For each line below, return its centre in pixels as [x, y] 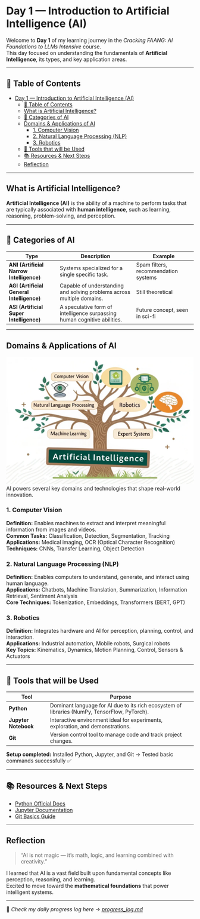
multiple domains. [82, 298]
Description [96, 256]
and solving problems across [95, 292]
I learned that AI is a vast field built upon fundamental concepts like [89, 873]
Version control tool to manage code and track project [116, 735]
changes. [61, 741]
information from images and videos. [51, 529]
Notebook [21, 727]
